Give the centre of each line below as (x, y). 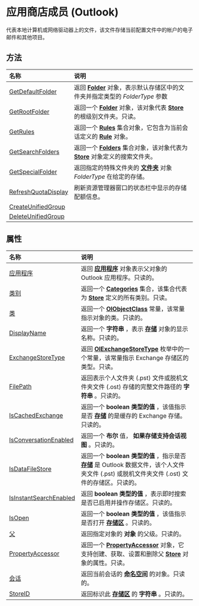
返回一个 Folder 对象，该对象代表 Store (129, 108)
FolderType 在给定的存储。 (111, 176)
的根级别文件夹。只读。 (107, 116)
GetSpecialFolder (33, 172)
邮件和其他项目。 (27, 37)
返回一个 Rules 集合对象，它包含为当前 (128, 127)
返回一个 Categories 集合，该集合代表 (134, 289)
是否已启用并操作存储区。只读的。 (128, 503)
